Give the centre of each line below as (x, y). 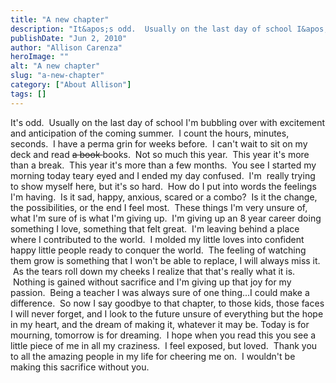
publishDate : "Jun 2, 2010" (69, 38)
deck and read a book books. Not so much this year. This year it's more (160, 154)
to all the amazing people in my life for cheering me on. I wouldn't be (153, 356)
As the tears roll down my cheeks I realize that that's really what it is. (154, 271)
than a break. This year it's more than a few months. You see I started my (163, 165)
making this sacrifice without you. (80, 367)
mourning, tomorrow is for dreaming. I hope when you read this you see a (163, 335)
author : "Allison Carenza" (66, 47)
